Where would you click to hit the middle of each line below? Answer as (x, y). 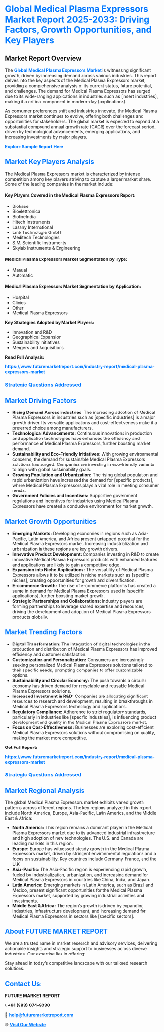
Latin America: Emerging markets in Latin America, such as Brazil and (83, 885)
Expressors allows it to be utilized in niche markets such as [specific (81, 575)
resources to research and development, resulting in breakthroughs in (82, 701)
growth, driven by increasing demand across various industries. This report (81, 75)
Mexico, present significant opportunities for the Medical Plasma (77, 890)
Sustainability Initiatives (36, 342)
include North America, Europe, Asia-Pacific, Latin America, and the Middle (81, 813)
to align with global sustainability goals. (52, 470)
